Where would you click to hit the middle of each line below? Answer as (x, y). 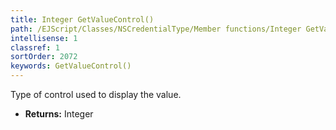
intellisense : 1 (44, 38)
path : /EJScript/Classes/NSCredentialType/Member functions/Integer (156, 29)
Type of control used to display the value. (96, 94)
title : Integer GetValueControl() (82, 19)
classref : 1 (35, 47)
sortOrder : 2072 (44, 57)
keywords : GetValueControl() (71, 66)
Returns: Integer (59, 114)
